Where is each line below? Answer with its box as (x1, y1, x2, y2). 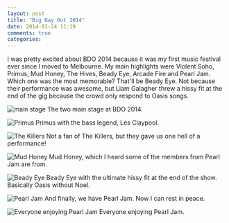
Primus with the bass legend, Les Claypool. (35, 118, 160, 127)
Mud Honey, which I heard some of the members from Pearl (49, 153, 221, 161)
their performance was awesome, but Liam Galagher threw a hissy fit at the (7, 84, 223, 93)
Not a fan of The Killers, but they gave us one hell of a (46, 132, 201, 141)
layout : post (7, 10, 45, 17)
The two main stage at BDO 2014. (47, 105, 144, 114)
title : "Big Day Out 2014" (7, 17, 85, 24)
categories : (7, 36, 42, 43)
